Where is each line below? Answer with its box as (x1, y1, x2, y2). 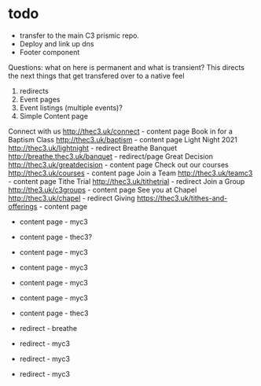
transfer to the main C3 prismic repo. (19, 31, 140, 40)
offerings (8, 201, 38, 211)
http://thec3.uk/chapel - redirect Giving (8, 193, 135, 203)
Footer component (19, 47, 80, 57)
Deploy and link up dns (19, 39, 94, 48)
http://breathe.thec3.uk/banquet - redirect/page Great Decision (8, 151, 214, 161)
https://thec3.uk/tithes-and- (136, 193, 228, 203)
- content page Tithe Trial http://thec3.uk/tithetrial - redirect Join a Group (8, 176, 245, 186)
